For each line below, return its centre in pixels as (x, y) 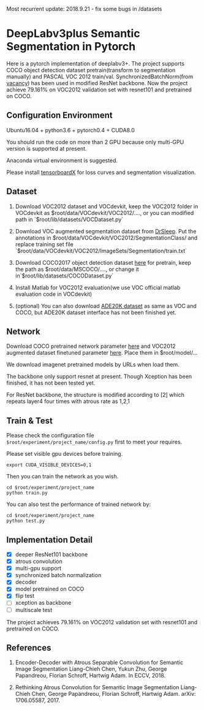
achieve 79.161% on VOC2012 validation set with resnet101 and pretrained (99, 89)
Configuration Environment (59, 115)
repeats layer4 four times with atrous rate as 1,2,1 (68, 401)
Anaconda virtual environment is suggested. (62, 160)
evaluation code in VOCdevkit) (54, 294)
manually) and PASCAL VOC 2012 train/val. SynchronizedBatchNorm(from (100, 77)
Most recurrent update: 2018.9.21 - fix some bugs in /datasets (84, 9)
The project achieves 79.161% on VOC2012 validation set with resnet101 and (102, 622)
